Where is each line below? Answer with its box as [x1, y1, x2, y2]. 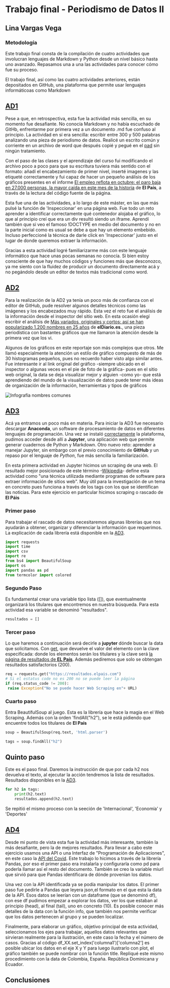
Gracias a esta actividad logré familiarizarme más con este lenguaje [5, 247, 147, 253]
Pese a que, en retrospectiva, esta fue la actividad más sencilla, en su [5, 115, 151, 121]
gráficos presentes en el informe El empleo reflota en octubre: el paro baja [5, 179, 161, 185]
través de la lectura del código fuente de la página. [5, 190, 112, 196]
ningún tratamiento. [5, 148, 47, 154]
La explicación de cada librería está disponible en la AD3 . [5, 530, 125, 536]
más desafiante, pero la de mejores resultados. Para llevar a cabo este [5, 844, 152, 851]
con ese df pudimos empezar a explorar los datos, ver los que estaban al [5, 897, 158, 903]
